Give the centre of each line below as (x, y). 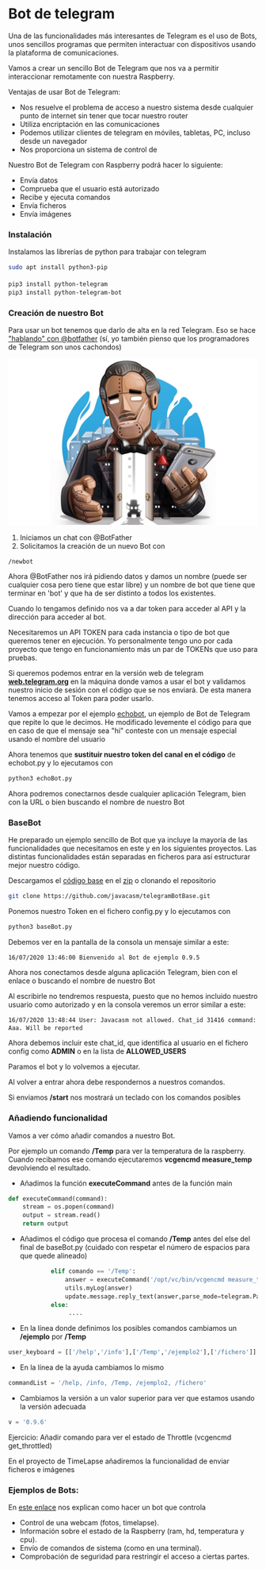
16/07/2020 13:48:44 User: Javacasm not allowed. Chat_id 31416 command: (133, 1020)
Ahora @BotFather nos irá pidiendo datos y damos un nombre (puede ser (128, 576)
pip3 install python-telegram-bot (65, 292)
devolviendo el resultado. (49, 1167)
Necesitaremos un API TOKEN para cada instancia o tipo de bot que (119, 633)
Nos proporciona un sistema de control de (88, 149)
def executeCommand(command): (58, 1199)
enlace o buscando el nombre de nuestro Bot (82, 981)
